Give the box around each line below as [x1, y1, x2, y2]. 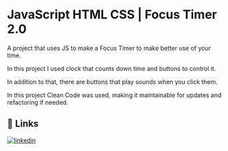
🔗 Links [7, 118, 39, 130]
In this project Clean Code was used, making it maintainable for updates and [7, 91, 222, 99]
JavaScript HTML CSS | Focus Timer [7, 7, 217, 23]
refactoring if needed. [7, 98, 68, 106]
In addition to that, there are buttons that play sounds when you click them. [7, 77, 218, 85]
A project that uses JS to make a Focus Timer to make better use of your [7, 44, 212, 52]
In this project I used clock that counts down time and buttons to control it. [7, 64, 216, 72]
